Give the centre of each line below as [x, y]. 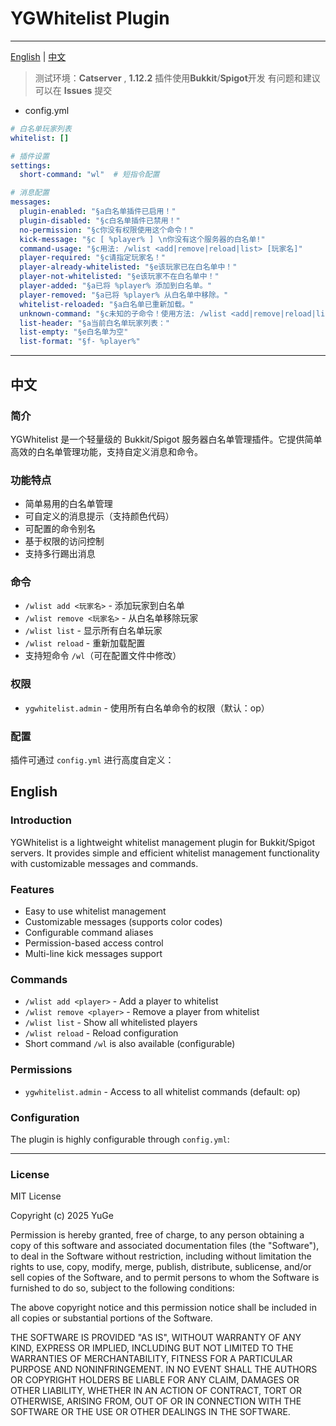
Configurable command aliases [89, 933]
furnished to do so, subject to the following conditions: [122, 1288]
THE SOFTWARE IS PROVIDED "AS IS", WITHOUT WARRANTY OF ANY [156, 1338]
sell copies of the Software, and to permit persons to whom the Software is [165, 1278]
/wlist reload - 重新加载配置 [85, 643]
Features [32, 889]
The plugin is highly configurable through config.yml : [120, 1139]
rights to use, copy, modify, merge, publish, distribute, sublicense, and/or [161, 1267]
